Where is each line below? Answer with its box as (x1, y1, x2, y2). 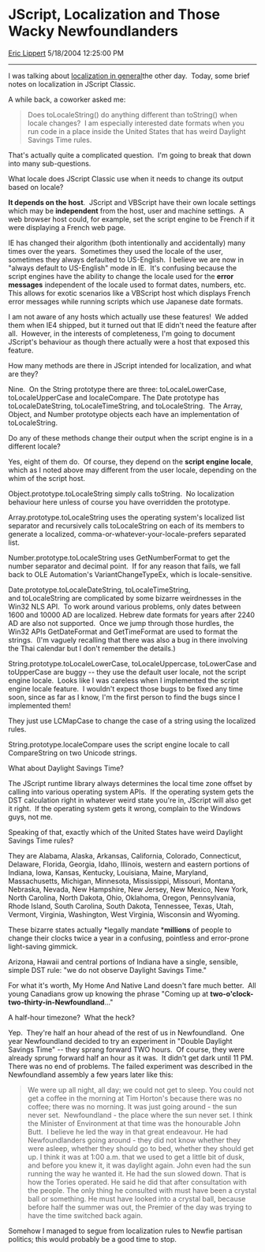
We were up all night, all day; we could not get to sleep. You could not (27, 1085, 255, 1094)
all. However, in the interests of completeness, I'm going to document (8, 329, 236, 338)
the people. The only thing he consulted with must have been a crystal (27, 1185, 257, 1195)
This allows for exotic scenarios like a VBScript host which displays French (8, 288, 251, 297)
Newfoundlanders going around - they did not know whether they (27, 1135, 241, 1145)
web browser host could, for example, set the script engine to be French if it (8, 214, 255, 224)
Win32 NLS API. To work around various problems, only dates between (8, 602, 241, 611)
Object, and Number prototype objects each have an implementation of (8, 409, 240, 419)
